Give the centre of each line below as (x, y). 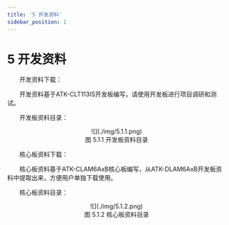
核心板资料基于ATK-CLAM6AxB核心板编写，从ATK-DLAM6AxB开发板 (118, 169)
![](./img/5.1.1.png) (117, 132)
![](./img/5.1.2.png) (117, 206)
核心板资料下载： (44, 154)
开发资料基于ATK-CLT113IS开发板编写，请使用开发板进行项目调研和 (115, 94)
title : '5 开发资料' (35, 15)
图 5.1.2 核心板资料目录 (117, 215)
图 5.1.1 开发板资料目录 (117, 140)
